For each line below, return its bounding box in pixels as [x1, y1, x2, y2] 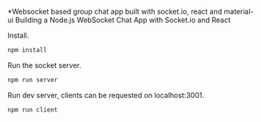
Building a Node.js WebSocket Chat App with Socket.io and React [14, 15, 231, 25]
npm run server [7, 76, 58, 84]
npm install [7, 46, 47, 54]
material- [223, 7, 254, 16]
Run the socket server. [7, 60, 81, 70]
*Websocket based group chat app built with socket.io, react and [7, 7, 223, 16]
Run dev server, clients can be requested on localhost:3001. [7, 90, 204, 100]
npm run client [7, 105, 58, 114]
